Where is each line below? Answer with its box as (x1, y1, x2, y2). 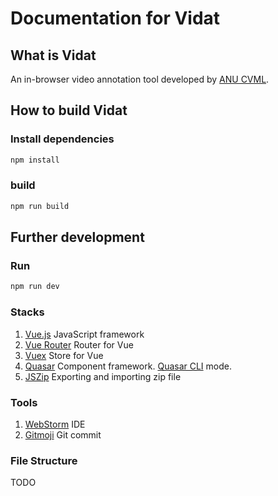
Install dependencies (10, 132, 115, 146)
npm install (10, 155, 60, 165)
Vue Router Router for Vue (24, 338, 134, 351)
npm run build (10, 201, 70, 211)
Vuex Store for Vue (24, 349, 104, 361)
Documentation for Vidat (10, 7, 221, 30)
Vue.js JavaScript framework (24, 328, 145, 340)
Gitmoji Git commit (24, 428, 102, 441)
